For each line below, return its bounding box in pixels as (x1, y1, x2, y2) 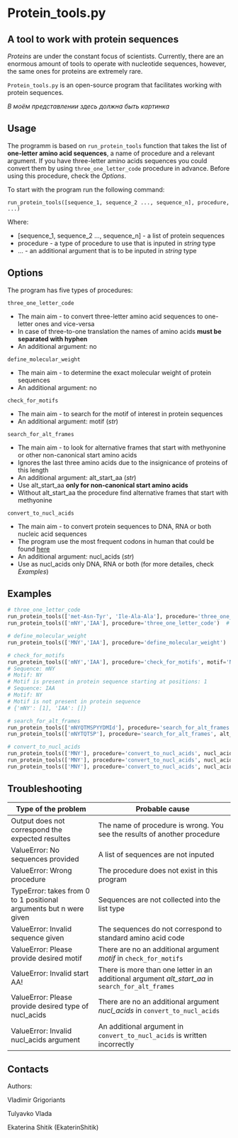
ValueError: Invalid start (11, 968, 89, 978)
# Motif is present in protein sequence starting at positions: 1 (7, 679, 208, 686)
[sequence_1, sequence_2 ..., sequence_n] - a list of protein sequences (17, 231, 225, 240)
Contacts (7, 1064, 50, 1076)
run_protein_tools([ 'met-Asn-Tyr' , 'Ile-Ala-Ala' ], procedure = (7, 613, 198, 620)
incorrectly (98, 1039, 135, 1049)
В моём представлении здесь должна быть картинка (7, 102, 170, 111)
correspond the (11, 825, 62, 835)
